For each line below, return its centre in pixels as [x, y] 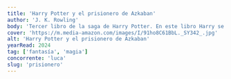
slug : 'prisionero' [35, 65]
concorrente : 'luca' [37, 58]
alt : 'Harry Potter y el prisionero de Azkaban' [78, 39]
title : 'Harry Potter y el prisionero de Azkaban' [82, 13]
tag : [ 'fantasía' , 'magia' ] [48, 52]
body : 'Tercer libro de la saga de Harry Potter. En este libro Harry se [116, 26]
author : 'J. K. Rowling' [43, 20]
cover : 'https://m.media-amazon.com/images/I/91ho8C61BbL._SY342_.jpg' [112, 33]
